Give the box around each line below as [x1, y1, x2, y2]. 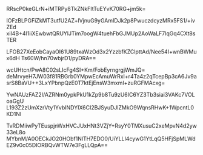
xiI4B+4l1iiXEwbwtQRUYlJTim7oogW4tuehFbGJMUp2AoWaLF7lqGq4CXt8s [6, 30, 196, 37]
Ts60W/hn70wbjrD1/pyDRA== [21, 55, 96, 61]
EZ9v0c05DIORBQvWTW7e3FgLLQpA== [6, 142, 108, 148]
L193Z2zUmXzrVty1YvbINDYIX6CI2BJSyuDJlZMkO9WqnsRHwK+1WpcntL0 [6, 104, 194, 111]
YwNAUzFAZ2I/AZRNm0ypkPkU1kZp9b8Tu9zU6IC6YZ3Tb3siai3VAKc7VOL [6, 91, 195, 98]
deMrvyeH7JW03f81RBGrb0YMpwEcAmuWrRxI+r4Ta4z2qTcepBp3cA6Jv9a [6, 73, 197, 80]
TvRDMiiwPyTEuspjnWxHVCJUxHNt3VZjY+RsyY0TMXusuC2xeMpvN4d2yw [6, 122, 197, 129]
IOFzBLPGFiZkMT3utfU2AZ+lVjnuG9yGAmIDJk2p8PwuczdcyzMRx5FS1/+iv [6, 17, 196, 24]
